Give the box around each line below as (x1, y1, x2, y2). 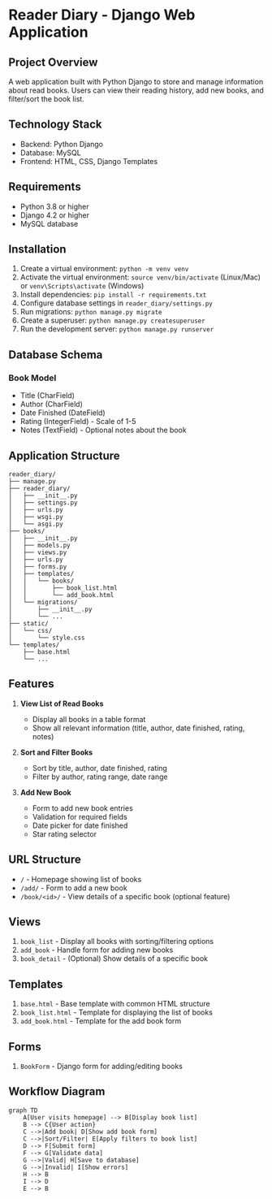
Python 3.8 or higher (19, 201, 89, 211)
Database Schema (8, 348, 103, 361)
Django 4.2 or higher (19, 210, 89, 220)
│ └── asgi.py (8, 520, 63, 528)
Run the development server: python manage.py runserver (19, 324, 214, 334)
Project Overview (8, 55, 98, 69)
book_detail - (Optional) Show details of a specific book (19, 954, 209, 963)
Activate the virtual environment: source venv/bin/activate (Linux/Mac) (19, 272, 261, 282)
